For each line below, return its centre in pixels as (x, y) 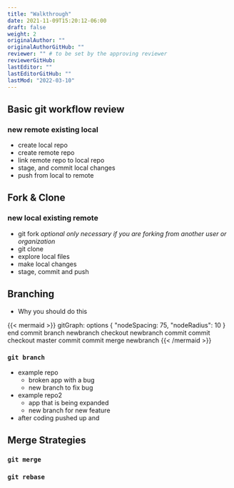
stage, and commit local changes (66, 168)
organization (36, 241)
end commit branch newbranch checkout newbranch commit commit (109, 332)
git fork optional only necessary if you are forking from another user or (122, 233)
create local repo (42, 145)
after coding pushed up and (58, 417)
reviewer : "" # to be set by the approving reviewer (87, 54)
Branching (31, 294)
